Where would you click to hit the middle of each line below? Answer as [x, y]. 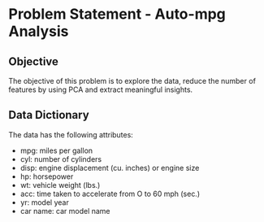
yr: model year [44, 202]
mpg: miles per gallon [56, 150]
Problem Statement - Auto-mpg [117, 14]
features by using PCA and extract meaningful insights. [101, 89]
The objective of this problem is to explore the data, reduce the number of [132, 81]
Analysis [39, 31]
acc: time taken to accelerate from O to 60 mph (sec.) [110, 194]
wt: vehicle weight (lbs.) [60, 185]
